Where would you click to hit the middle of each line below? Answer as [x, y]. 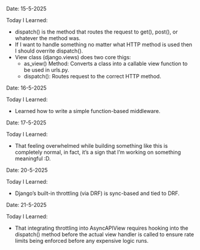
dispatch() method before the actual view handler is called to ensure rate [104, 234]
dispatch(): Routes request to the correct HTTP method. [92, 76]
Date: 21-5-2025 [26, 205]
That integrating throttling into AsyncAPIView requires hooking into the [101, 228]
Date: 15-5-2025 [26, 9]
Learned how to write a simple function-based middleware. [87, 111]
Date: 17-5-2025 [26, 123]
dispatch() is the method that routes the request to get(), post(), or [96, 32]
